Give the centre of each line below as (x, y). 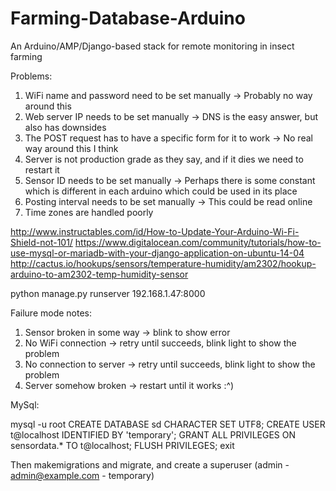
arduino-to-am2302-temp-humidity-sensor (99, 274)
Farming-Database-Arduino (128, 18)
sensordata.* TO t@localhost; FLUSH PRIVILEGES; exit (122, 445)
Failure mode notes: (51, 313)
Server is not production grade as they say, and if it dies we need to (164, 159)
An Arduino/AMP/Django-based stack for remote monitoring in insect (152, 46)
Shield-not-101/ (41, 242)
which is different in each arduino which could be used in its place (161, 191)
